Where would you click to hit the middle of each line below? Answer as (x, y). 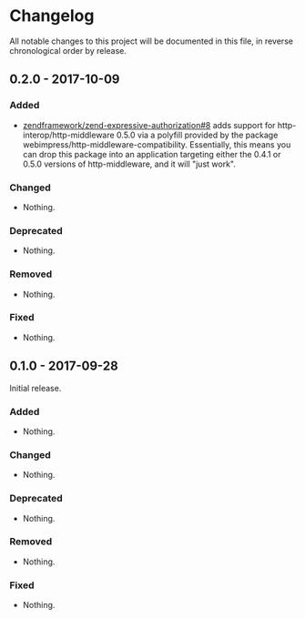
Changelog (52, 16)
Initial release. (36, 388)
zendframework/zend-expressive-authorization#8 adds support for (149, 125)
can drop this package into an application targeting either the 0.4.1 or (152, 154)
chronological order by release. (68, 50)
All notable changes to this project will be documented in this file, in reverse (152, 41)
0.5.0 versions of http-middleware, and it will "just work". (129, 164)
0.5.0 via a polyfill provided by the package (198, 135)
